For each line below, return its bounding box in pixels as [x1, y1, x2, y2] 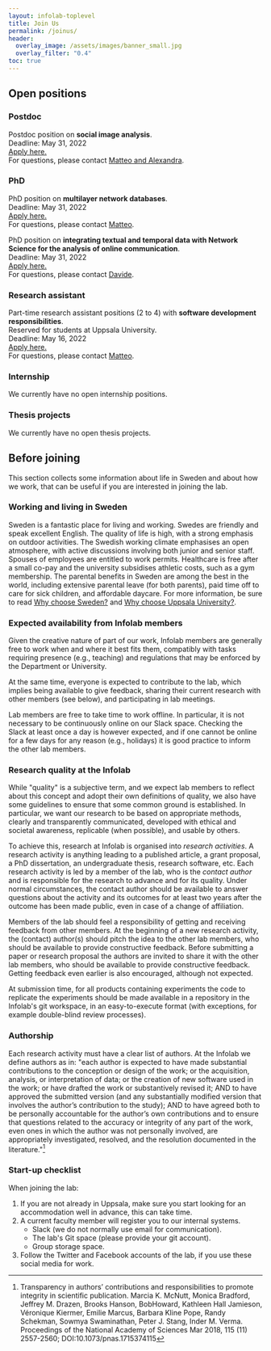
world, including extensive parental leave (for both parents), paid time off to [8, 579, 260, 590]
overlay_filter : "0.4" [15, 49, 92, 57]
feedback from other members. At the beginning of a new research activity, [8, 926, 259, 936]
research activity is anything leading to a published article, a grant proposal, [8, 850, 261, 860]
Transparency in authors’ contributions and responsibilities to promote [19, 1282, 254, 1291]
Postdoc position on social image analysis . [8, 129, 152, 139]
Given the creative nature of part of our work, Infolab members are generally [8, 636, 262, 646]
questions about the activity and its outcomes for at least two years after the [8, 893, 262, 903]
